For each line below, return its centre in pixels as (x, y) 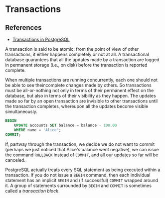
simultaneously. (21, 111)
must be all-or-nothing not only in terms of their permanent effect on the (80, 90)
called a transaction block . (32, 191)
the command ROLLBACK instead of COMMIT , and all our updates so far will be (82, 155)
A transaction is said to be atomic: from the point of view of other (72, 49)
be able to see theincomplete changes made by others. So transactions (79, 85)
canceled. (15, 160)
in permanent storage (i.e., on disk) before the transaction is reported (76, 65)
